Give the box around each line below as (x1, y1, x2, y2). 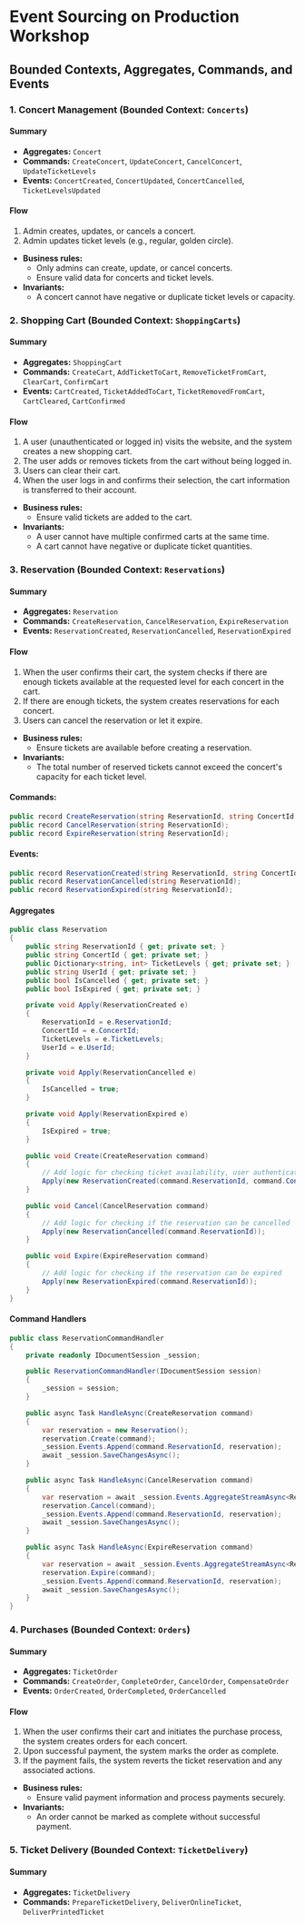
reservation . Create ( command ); (42, 1433, 156, 1443)
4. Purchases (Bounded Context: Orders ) (9, 1623, 191, 1636)
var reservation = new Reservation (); (42, 1425, 189, 1434)
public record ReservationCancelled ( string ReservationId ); (9, 877, 242, 887)
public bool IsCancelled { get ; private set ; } (25, 976, 209, 985)
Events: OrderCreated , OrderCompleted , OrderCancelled (22, 1685, 227, 1696)
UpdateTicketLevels (22, 166, 97, 176)
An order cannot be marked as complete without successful (35, 1811, 261, 1822)
